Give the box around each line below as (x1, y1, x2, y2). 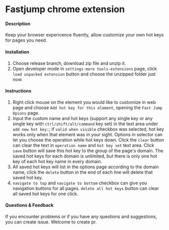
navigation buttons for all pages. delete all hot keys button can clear (12, 185, 159, 191)
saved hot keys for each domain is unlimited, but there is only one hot (12, 153, 157, 159)
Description (5, 20, 31, 26)
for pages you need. (5, 37, 47, 44)
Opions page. (12, 110, 40, 116)
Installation (5, 49, 29, 55)
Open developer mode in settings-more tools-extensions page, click (12, 65, 157, 71)
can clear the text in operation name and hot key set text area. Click (12, 142, 155, 148)
